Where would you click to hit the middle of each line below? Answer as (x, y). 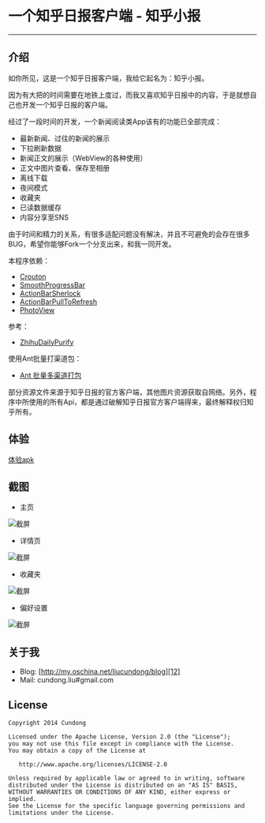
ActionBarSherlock (50, 293)
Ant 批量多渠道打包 (50, 375)
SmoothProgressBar (52, 284)
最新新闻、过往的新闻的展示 (65, 138)
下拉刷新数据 (40, 148)
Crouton (33, 276)
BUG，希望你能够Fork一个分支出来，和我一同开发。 (92, 244)
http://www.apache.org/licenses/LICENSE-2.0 (93, 765)
